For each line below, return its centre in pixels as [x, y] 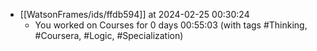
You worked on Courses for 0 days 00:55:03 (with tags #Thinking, [171, 25]
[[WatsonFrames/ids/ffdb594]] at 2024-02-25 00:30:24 [134, 14]
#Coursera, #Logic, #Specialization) [109, 35]
